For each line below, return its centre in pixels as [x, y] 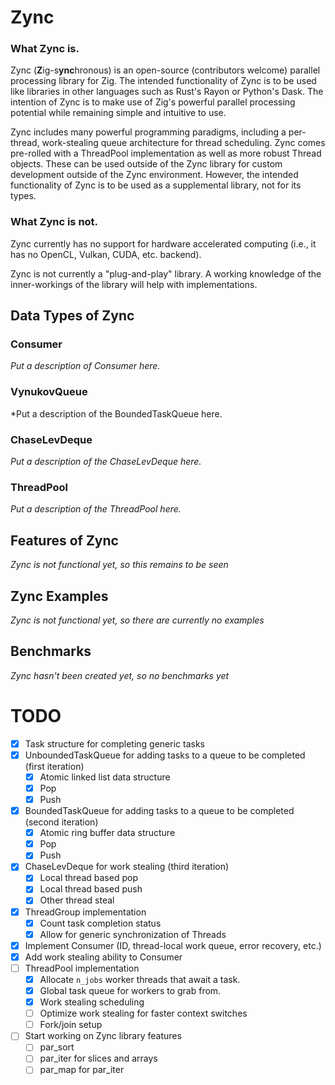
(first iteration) [54, 766]
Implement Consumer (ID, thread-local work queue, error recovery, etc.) [173, 945]
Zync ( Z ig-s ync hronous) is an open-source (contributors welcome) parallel [165, 70]
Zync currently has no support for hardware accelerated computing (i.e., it [163, 243]
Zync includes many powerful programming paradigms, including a [148, 132]
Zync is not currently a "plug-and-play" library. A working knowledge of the [166, 273]
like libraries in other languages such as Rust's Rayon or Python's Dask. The [167, 92]
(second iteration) [61, 822]
